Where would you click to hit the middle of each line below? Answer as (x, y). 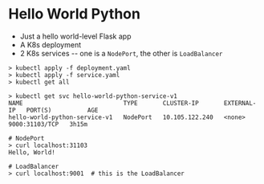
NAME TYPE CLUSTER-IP (104, 103)
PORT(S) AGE (62, 110)
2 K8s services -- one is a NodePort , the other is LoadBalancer (121, 53)
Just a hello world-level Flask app (75, 36)
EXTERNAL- (240, 103)
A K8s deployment (51, 44)
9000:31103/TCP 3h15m (48, 124)
